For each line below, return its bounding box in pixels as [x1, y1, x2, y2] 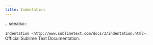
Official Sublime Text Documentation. [5, 35, 80, 41]
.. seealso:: [5, 21, 27, 26]
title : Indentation [5, 7, 45, 12]
